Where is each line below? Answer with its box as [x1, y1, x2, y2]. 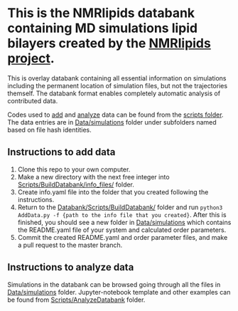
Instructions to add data [7, 146, 116, 158]
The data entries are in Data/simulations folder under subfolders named [7, 117, 217, 126]
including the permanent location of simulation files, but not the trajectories [7, 81, 228, 90]
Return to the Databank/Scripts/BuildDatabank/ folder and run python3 [17, 203, 223, 211]
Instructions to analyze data [7, 261, 134, 273]
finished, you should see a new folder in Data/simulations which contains [17, 218, 232, 226]
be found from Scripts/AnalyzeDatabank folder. [7, 295, 146, 304]
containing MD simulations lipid [7, 20, 198, 36]
